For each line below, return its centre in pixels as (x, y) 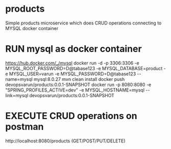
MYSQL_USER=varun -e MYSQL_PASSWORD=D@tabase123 (73, 74)
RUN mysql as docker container (74, 49)
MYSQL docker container (32, 28)
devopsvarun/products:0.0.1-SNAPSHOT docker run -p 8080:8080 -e (78, 84)
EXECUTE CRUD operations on (71, 116)
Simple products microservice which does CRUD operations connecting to (83, 23)
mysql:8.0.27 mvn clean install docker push (79, 79)
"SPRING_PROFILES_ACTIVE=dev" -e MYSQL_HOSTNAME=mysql (75, 90)
